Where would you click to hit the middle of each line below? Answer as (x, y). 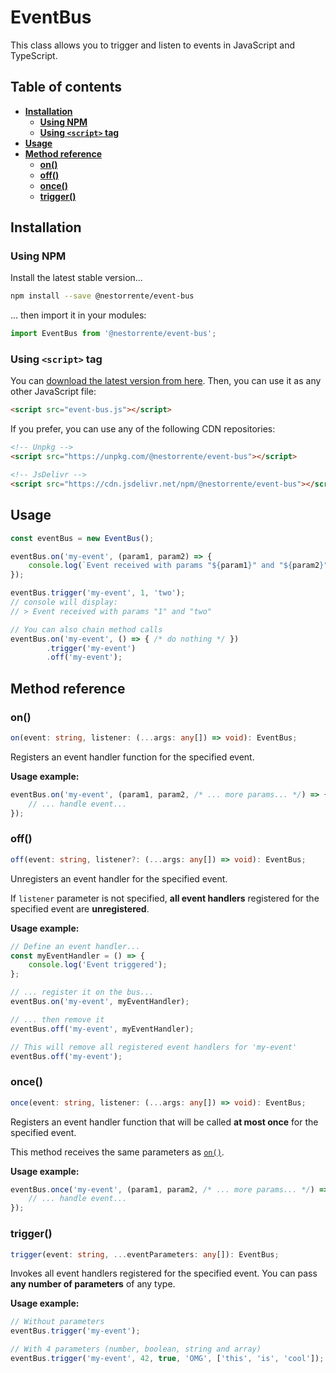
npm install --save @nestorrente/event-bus (102, 296)
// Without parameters (57, 1322)
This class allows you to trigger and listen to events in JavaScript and (153, 45)
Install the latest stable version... (76, 278)
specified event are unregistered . (80, 908)
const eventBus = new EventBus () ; (82, 538)
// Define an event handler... (75, 946)
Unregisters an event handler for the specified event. (119, 878)
